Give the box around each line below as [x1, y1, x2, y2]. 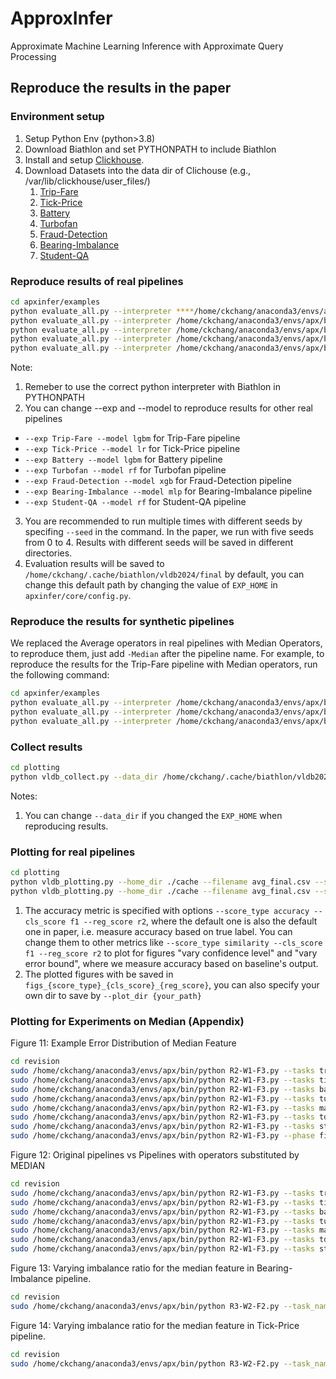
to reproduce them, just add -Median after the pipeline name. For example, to [10, 648, 325, 660]
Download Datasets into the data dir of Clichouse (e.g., [24, 164, 252, 176]
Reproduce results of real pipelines [10, 274, 184, 288]
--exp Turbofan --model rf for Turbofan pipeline [24, 464, 227, 476]
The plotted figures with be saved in [24, 968, 174, 980]
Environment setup [10, 110, 105, 124]
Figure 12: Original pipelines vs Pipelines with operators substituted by [10, 1149, 300, 1161]
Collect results [10, 740, 83, 754]
